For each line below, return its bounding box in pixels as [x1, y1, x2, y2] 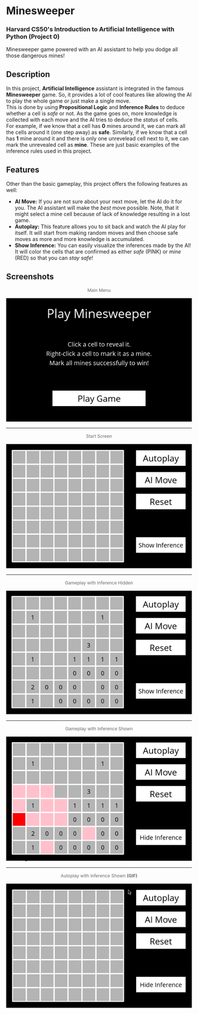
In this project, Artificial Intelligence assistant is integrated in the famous [6, 85, 184, 92]
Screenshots [6, 271, 54, 281]
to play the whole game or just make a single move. [6, 97, 131, 104]
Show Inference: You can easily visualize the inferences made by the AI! [14, 242, 192, 249]
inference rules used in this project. [6, 147, 93, 154]
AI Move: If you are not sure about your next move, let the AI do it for [14, 198, 183, 205]
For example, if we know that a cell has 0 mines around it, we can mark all [6, 123, 186, 130]
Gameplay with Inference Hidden [64, 580, 134, 586]
